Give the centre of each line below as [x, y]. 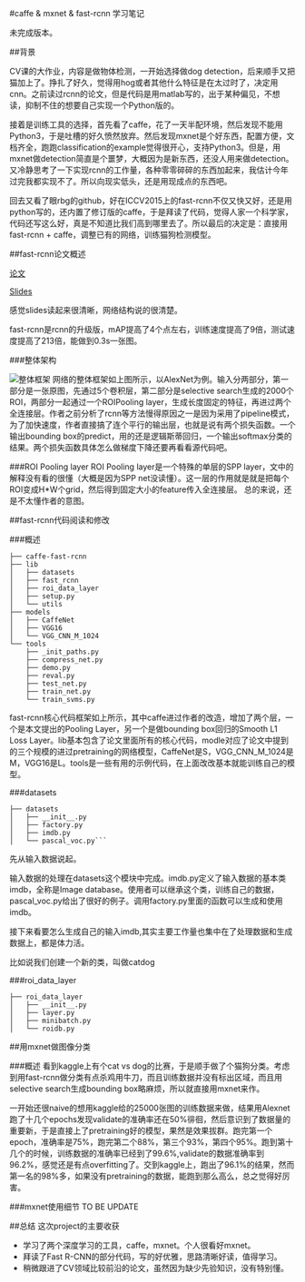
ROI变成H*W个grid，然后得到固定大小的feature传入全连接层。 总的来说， [147, 489]
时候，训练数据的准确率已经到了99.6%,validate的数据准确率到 [149, 1153]
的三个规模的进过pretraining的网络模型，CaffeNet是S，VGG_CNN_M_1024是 [152, 751]
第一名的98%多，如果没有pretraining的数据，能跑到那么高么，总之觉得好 [146, 1176]
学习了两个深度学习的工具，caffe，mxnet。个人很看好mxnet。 [139, 1245]
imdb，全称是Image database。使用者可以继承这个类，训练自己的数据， [144, 889]
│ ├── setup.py [42, 597]
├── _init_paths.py [63, 652]
